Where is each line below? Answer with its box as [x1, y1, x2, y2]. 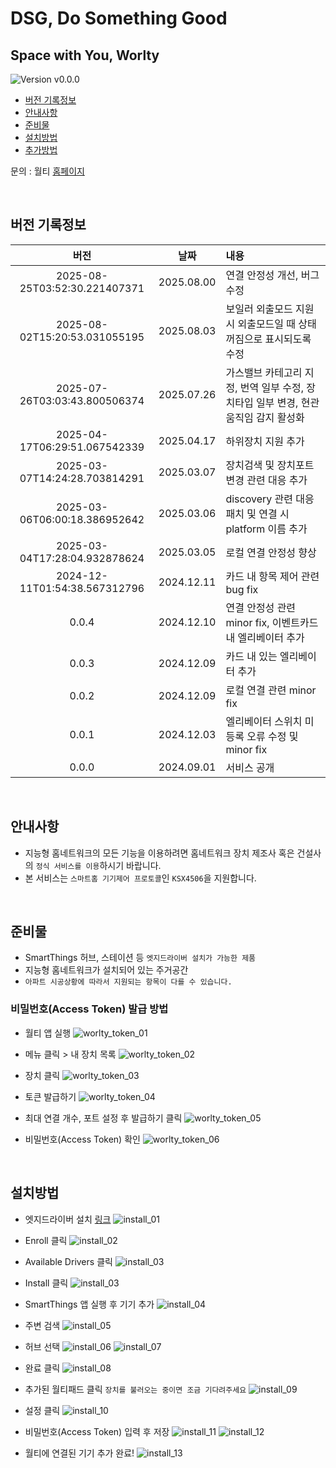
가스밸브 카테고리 [225, 365, 303, 379]
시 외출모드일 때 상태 [225, 317, 317, 331]
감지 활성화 [255, 410, 305, 424]
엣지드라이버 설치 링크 [24, 1213, 112, 1225]
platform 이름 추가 [225, 522, 308, 536]
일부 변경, [255, 395, 299, 409]
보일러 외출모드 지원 [225, 302, 315, 316]
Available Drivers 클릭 [24, 1255, 113, 1267]
